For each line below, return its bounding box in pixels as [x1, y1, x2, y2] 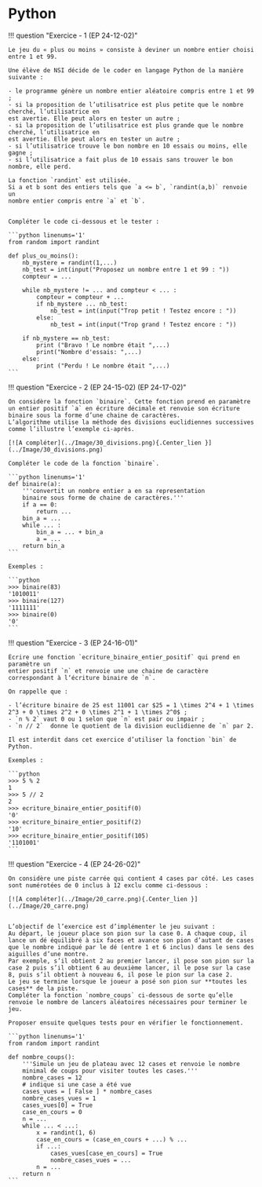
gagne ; [8, 148, 34, 157]
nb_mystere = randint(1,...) [22, 258, 118, 267]
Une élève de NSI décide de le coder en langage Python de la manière [8, 66, 244, 75]
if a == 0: [22, 500, 58, 509]
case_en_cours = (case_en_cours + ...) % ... [36, 1135, 188, 1143]
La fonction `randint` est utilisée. [8, 176, 132, 184]
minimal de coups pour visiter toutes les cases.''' [22, 1067, 198, 1075]
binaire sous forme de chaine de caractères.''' [22, 494, 184, 502]
